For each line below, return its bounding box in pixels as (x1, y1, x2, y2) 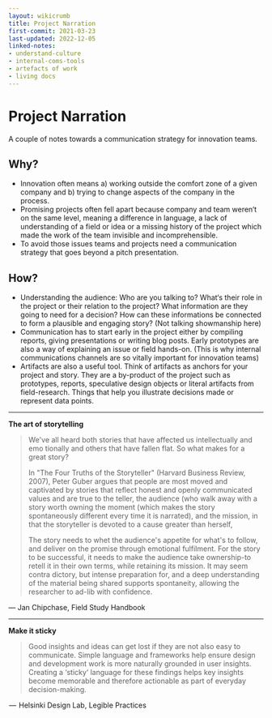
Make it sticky (8, 626, 57, 636)
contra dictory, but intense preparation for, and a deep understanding (28, 570, 260, 579)
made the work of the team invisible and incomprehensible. (19, 230, 219, 240)
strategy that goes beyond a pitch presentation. (19, 248, 180, 258)
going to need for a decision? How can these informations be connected (19, 310, 261, 320)
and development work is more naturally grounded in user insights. (28, 659, 252, 669)
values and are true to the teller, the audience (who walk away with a (28, 494, 257, 503)
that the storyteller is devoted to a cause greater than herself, (28, 519, 233, 529)
